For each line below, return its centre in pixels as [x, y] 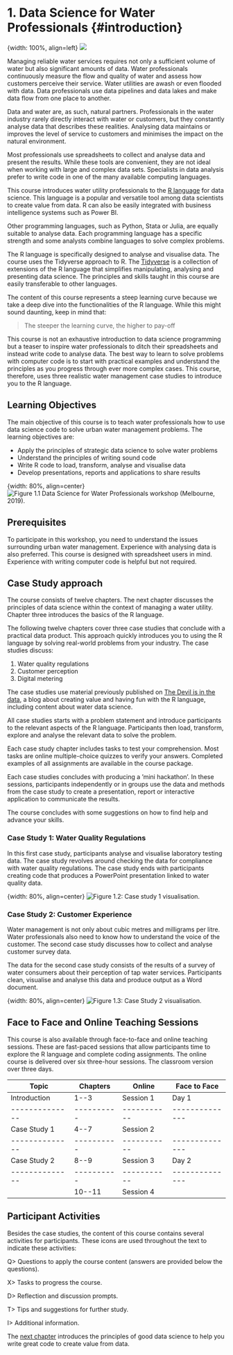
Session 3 [138, 1160]
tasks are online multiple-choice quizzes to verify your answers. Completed [115, 756]
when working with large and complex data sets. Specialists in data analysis [115, 169]
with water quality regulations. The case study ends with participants [106, 868]
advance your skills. [36, 820]
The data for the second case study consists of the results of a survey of [111, 965]
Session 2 [138, 1129]
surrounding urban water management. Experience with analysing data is [112, 547]
